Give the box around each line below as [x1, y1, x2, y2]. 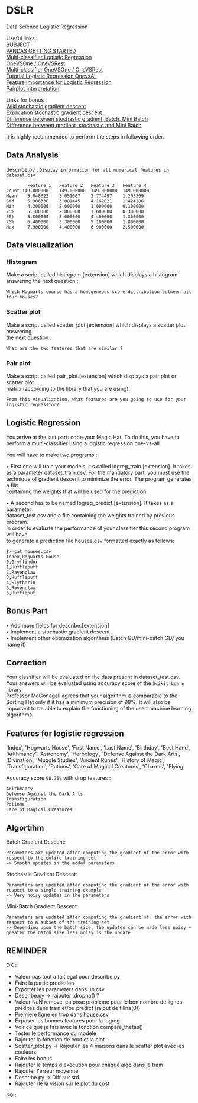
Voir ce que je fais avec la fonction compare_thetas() [14, 1023, 144, 1030]
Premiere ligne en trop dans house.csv [14, 1011, 109, 1018]
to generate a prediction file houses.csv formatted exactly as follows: [6, 537, 174, 544]
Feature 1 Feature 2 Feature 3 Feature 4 [27, 182, 147, 188]
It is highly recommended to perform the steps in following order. [6, 133, 164, 140]
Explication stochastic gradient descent [6, 109, 102, 116]
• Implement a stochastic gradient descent [6, 628, 111, 635]
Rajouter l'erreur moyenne [14, 1067, 79, 1075]
